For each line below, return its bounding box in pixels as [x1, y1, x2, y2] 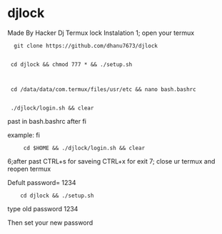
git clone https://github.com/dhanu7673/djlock [14, 42, 158, 49]
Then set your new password [7, 218, 94, 227]
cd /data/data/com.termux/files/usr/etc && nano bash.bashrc [10, 85, 196, 93]
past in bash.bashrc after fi [7, 117, 87, 125]
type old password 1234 [7, 204, 79, 213]
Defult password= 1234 [7, 178, 76, 186]
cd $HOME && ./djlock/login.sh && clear [23, 144, 145, 151]
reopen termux [7, 164, 51, 173]
